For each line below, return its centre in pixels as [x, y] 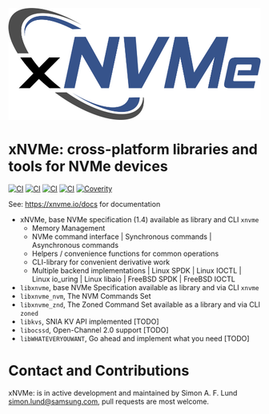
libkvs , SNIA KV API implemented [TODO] [89, 322]
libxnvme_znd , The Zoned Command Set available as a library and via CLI [140, 305]
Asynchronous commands [75, 245]
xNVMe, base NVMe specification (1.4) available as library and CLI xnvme [139, 220]
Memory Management [68, 229]
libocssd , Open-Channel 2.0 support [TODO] [94, 330]
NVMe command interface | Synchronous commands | [122, 237]
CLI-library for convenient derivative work [101, 262]
